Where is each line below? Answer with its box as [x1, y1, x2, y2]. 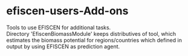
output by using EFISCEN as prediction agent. [6, 43, 120, 50]
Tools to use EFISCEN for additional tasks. [6, 24, 111, 31]
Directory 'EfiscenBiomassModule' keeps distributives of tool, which [6, 30, 177, 37]
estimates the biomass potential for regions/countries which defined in [6, 36, 183, 43]
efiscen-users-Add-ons [6, 4, 129, 18]
